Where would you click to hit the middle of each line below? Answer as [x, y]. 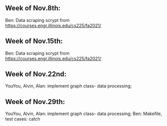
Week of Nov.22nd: [36, 74]
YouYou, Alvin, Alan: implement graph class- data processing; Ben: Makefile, [84, 114]
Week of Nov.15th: [34, 41]
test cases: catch [23, 119]
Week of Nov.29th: [35, 102]
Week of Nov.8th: [33, 8]
